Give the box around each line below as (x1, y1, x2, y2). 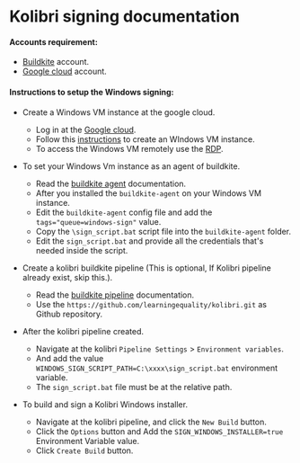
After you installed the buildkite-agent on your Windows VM (35, 187, 262, 199)
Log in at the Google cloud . (35, 124, 137, 135)
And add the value (35, 352, 104, 363)
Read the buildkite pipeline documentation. (35, 289, 195, 300)
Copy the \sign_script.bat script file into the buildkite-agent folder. (35, 226, 292, 236)
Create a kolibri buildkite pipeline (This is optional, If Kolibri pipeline (22, 263, 271, 273)
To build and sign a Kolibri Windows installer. (22, 398, 189, 410)
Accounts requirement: (9, 36, 99, 47)
